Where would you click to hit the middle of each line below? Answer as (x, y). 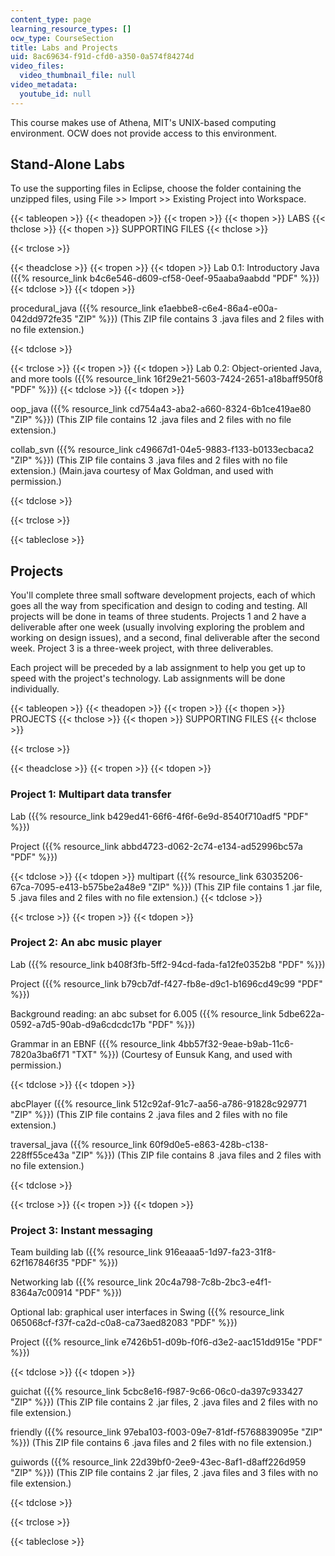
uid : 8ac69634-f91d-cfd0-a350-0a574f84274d (102, 57)
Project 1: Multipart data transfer (91, 794)
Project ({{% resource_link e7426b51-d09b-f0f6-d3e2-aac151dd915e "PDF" (166, 1342)
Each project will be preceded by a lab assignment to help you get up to (158, 668)
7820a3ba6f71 (40, 1054)
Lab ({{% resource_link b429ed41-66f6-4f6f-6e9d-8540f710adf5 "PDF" (159, 816)
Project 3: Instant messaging (81, 1230)
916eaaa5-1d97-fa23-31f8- (220, 1252)
